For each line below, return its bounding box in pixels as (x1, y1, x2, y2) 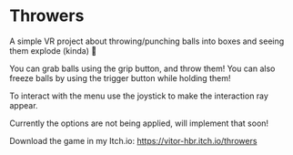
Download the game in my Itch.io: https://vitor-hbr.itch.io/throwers (9, 135, 258, 146)
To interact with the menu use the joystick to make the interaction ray (9, 90, 268, 101)
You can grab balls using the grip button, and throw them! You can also (9, 63, 276, 74)
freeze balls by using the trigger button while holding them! (9, 72, 231, 83)
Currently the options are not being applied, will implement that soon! (9, 118, 269, 129)
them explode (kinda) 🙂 (9, 45, 97, 56)
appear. (9, 99, 38, 110)
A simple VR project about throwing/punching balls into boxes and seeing (9, 36, 285, 46)
